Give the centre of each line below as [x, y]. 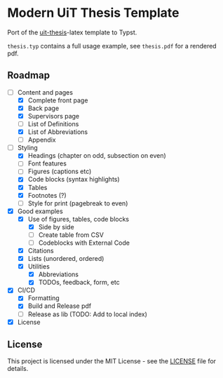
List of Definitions [53, 124]
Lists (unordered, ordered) [66, 259]
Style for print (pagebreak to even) [78, 203]
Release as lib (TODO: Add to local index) [87, 314]
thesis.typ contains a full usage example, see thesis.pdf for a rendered [112, 46]
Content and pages [45, 92]
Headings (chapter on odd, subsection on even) [97, 156]
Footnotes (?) [47, 195]
